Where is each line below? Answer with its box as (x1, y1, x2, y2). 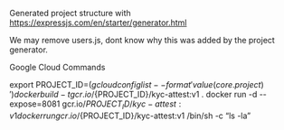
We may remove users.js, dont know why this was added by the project (9, 35, 276, 45)
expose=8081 (9, 98, 61, 109)
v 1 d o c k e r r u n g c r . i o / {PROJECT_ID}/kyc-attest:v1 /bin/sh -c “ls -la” (9, 110, 251, 121)
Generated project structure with (9, 8, 131, 18)
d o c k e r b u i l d (14, 89, 59, 99)
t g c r (67, 89, 83, 99)
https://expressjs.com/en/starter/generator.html (9, 17, 187, 28)
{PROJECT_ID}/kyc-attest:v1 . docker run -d (94, 89, 258, 99)
